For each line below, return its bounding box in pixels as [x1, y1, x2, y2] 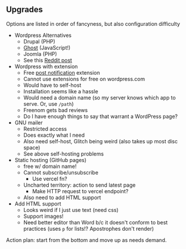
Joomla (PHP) [23, 50, 58, 58]
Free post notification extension [23, 69, 100, 76]
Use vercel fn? [32, 175, 67, 182]
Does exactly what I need [23, 132, 85, 139]
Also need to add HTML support [23, 194, 102, 201]
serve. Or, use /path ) [23, 100, 75, 107]
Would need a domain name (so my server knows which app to [23, 94, 176, 101]
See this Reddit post [23, 56, 72, 63]
